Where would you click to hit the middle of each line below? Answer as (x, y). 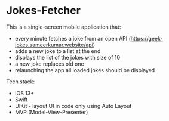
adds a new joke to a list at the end (58, 51)
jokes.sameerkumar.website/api (54, 45)
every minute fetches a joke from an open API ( (73, 38)
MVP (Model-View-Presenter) (51, 112)
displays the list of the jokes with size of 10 (67, 57)
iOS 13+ (24, 93)
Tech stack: (20, 82)
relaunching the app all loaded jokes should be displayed (85, 70)
